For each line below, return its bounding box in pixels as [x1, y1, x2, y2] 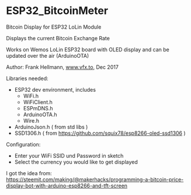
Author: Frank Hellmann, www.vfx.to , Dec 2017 [6, 63, 119, 71]
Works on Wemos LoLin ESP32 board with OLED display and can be [6, 46, 169, 53]
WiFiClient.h [23, 98, 53, 106]
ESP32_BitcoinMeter [6, 4, 109, 18]
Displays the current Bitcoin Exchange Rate [6, 34, 110, 41]
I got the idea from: [6, 169, 53, 176]
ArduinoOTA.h [23, 111, 57, 118]
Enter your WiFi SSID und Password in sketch [14, 152, 124, 159]
